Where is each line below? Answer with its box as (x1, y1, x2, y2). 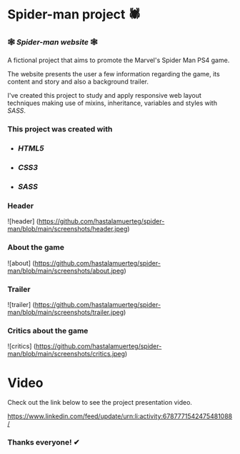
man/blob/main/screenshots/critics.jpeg (7, 350, 126, 358)
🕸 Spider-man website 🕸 (7, 37, 98, 47)
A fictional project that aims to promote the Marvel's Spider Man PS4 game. (7, 56, 230, 65)
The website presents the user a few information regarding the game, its (7, 70, 220, 79)
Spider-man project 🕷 (7, 6, 141, 23)
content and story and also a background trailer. (7, 77, 149, 86)
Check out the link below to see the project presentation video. (7, 398, 193, 407)
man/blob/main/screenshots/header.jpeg (7, 225, 128, 233)
